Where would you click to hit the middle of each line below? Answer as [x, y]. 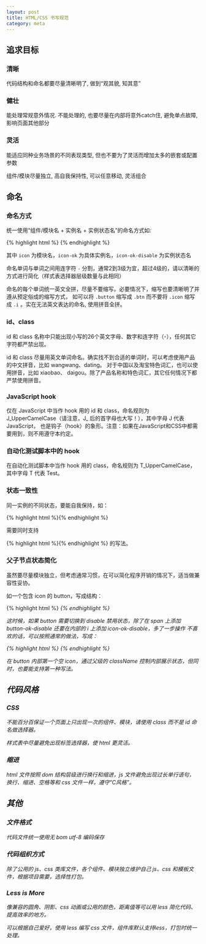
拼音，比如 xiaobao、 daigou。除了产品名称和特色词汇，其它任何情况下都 [104, 373]
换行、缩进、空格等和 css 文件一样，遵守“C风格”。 [71, 782]
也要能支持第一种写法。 [47, 668]
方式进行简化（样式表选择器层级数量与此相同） [65, 276]
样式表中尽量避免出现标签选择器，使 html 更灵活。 [70, 743]
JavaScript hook [31, 397]
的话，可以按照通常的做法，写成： [55, 636]
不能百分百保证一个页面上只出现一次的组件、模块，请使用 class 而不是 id [98, 722]
